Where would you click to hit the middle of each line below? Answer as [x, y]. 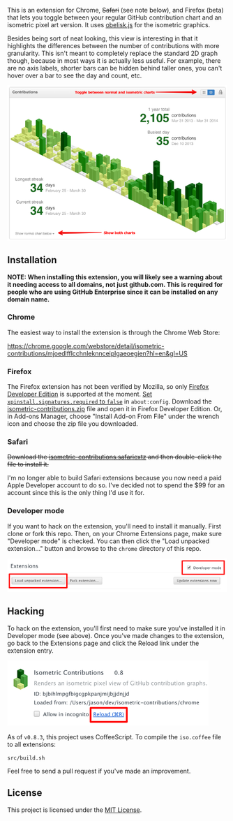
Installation [32, 260]
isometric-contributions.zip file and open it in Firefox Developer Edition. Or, [115, 409]
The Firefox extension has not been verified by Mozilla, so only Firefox [108, 387]
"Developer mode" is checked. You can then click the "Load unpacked [108, 541]
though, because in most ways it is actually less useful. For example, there [114, 61]
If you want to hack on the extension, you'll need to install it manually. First [114, 526]
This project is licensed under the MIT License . [75, 810]
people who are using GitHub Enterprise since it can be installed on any [113, 292]
